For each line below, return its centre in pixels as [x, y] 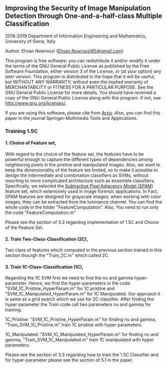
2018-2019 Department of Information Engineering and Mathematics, [76, 36]
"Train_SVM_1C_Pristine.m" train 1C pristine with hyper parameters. [74, 325]
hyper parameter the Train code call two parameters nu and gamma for [78, 304]
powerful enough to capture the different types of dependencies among [79, 159]
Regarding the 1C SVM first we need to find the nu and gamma [69, 278]
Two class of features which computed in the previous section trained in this [83, 250]
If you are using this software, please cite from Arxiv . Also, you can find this [83, 112]
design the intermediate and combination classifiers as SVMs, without [77, 175]
